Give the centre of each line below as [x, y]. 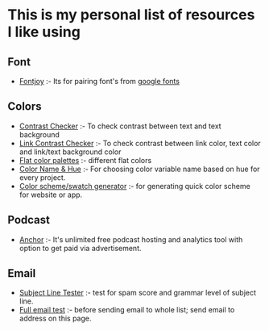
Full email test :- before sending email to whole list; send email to [127, 310]
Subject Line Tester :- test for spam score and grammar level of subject [138, 293]
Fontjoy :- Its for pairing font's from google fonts [99, 81]
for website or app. [51, 195]
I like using [44, 32]
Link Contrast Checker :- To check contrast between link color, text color [140, 143]
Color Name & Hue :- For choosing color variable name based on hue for [139, 169]
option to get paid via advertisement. [80, 248]
